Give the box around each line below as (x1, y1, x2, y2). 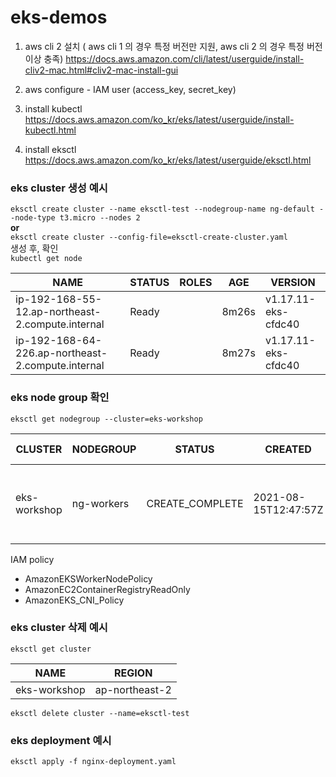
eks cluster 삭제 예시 (10, 621, 108, 635)
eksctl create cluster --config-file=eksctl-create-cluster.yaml (10, 232, 288, 243)
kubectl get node (10, 254, 83, 264)
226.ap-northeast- (15, 346, 108, 360)
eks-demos (10, 6, 108, 29)
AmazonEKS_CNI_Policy (24, 594, 125, 606)
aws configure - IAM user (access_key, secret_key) (24, 83, 237, 95)
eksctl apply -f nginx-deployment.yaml (10, 757, 177, 767)
